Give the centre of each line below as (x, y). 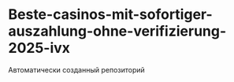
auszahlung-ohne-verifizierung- (117, 31)
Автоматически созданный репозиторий (77, 69)
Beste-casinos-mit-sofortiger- (110, 15)
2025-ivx (39, 48)
